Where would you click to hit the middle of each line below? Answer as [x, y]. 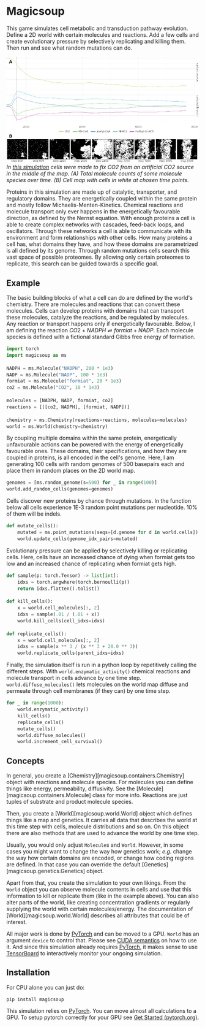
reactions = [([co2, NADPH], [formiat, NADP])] [68, 407]
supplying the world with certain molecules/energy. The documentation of [100, 909]
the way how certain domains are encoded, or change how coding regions [100, 858]
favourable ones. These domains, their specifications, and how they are [97, 451]
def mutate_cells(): [33, 526]
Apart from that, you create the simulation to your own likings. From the [96, 883]
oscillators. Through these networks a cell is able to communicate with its [99, 231]
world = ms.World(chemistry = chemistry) [57, 426]
